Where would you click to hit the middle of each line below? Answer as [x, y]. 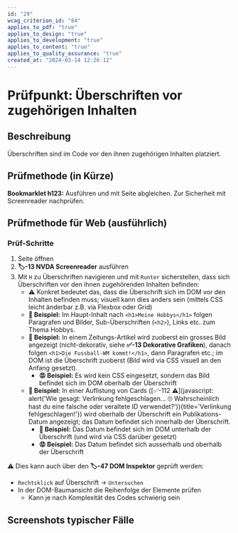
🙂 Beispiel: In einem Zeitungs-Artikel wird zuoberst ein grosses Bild [127, 338]
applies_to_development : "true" [55, 41]
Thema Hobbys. [52, 330]
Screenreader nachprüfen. [46, 200]
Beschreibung [39, 137]
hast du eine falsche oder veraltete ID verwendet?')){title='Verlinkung [130, 407]
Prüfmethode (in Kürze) [61, 176]
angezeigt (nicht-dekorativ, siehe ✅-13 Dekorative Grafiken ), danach [129, 345]
